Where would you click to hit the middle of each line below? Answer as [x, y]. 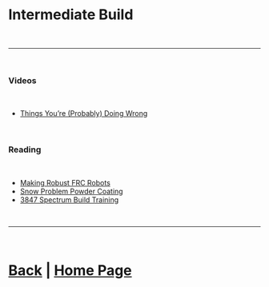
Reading [25, 149]
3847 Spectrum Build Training [69, 199]
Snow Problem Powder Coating [71, 191]
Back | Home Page [70, 270]
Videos [22, 80]
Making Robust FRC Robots [65, 182]
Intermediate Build [71, 15]
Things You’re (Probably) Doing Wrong [84, 114]
